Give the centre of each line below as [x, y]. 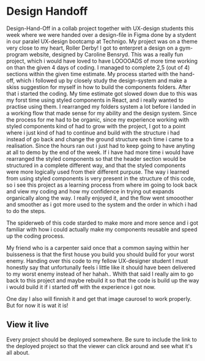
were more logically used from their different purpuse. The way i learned [98, 172]
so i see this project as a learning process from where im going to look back [102, 185]
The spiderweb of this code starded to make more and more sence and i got [102, 223]
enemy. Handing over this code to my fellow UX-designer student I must [97, 261]
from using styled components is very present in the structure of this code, [101, 178]
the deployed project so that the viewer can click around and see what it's [99, 346]
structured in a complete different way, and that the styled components [96, 165]
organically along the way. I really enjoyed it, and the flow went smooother [100, 198]
